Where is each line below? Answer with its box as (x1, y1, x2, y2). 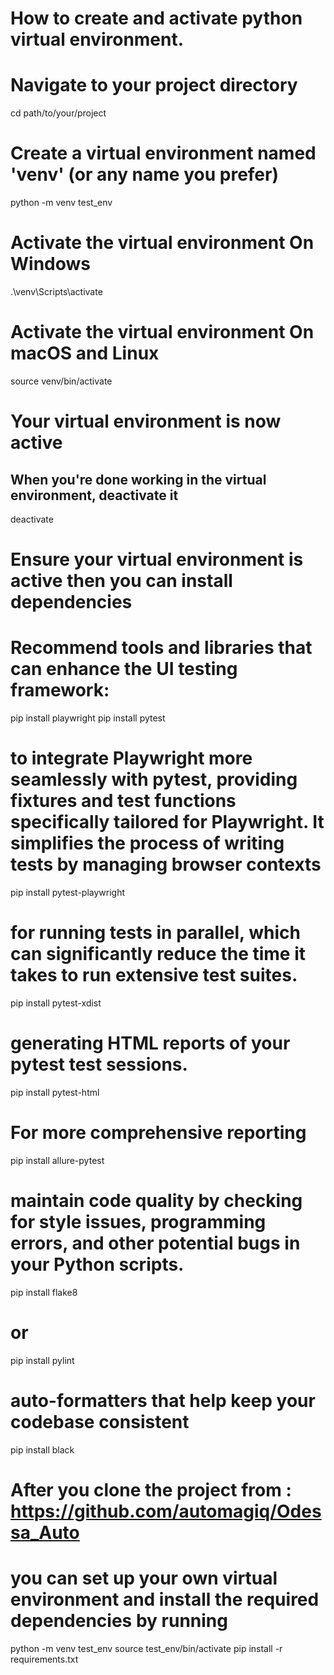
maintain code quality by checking (10, 1190, 303, 1212)
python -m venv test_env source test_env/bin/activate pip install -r (10, 1642, 283, 1654)
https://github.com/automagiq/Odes (10, 1500, 322, 1522)
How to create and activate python (10, 7, 303, 30)
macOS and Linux (10, 342, 160, 365)
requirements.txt (10, 1653, 79, 1665)
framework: (10, 679, 110, 702)
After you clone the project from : (10, 1478, 292, 1501)
